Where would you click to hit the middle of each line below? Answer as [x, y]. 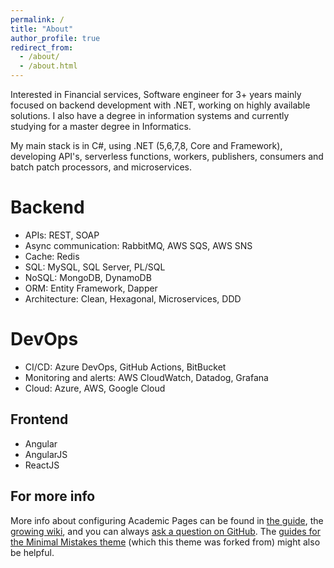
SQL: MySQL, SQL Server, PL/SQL [95, 267]
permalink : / [37, 19]
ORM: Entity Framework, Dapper [91, 288]
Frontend [39, 419]
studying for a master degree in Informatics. [101, 126]
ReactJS [42, 465]
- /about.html [48, 66]
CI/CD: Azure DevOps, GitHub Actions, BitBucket [125, 367]
